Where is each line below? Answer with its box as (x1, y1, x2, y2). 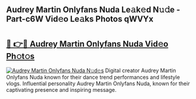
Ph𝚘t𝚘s (6, 51, 35, 61)
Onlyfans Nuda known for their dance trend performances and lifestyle (6, 74, 181, 81)
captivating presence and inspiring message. (6, 86, 117, 93)
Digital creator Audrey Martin (105, 67, 176, 74)
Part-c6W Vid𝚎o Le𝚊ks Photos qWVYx (6, 14, 154, 24)
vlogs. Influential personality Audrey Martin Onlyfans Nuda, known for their (6, 80, 190, 87)
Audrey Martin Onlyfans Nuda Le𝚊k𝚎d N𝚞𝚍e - (6, 5, 181, 15)
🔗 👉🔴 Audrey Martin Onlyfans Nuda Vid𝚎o (6, 39, 169, 49)
